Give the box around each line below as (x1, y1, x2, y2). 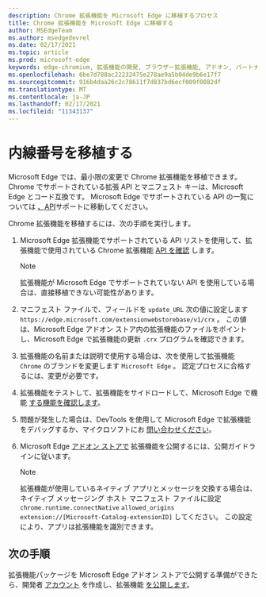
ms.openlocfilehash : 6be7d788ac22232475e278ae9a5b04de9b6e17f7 (8, 71, 222, 79)
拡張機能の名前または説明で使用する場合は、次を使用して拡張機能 (19, 351, 235, 360)
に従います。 (33, 451, 75, 460)
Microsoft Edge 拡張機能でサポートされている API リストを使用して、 (19, 235, 245, 245)
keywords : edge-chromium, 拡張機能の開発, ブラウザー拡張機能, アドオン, (8, 64, 233, 71)
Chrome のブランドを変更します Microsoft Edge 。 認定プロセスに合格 (19, 360, 245, 370)
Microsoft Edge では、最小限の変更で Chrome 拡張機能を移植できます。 (8, 171, 241, 181)
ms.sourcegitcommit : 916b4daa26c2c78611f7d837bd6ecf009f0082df (8, 78, 222, 86)
